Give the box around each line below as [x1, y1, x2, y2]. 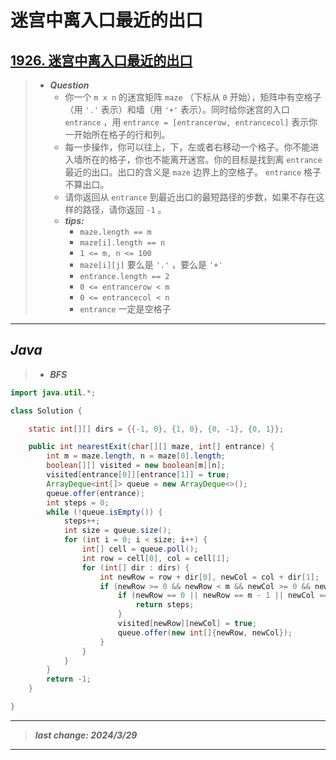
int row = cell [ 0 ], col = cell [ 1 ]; [81, 553, 230, 563]
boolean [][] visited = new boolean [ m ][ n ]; [46, 461, 226, 471]
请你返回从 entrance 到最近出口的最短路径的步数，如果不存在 [64, 191, 317, 203]
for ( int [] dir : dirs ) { [81, 562, 190, 573]
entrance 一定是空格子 [79, 303, 172, 315]
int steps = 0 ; [46, 497, 110, 508]
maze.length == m [79, 227, 152, 237]
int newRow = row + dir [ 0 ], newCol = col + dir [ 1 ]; [99, 572, 320, 582]
